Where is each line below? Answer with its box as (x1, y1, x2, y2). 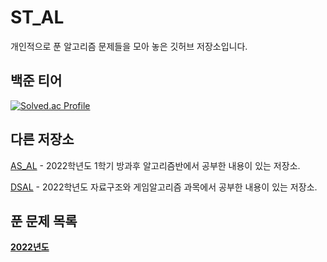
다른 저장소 (10, 131, 75, 148)
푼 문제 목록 (10, 212, 78, 230)
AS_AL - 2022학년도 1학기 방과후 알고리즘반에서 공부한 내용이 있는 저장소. (10, 159, 301, 171)
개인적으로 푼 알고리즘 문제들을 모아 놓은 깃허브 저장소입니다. (10, 40, 248, 52)
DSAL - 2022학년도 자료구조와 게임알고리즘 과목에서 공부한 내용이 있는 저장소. (10, 181, 318, 193)
